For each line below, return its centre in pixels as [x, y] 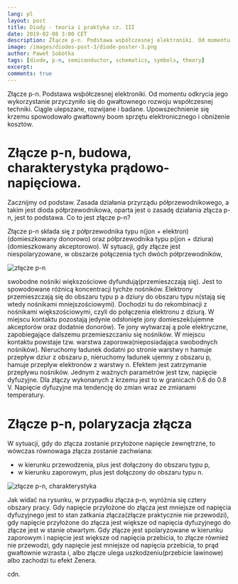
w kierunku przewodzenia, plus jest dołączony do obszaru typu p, [114, 465]
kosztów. [20, 124]
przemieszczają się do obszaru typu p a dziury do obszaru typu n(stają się [117, 297]
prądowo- [140, 168]
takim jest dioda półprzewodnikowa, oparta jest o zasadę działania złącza [115, 210]
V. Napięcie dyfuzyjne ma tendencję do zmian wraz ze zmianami [102, 388]
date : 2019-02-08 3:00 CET [47, 34]
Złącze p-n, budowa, [69, 153]
